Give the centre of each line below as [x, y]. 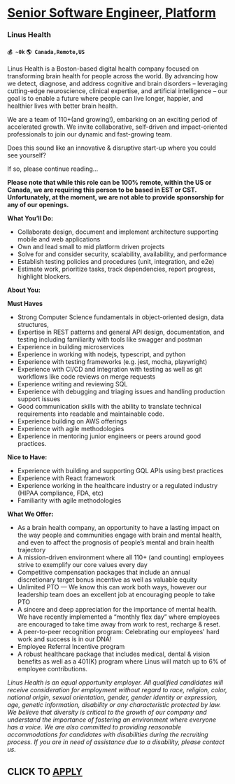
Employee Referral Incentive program [71, 647]
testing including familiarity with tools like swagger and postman [110, 339]
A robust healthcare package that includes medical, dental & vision [114, 654]
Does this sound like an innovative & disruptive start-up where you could [112, 148]
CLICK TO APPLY [45, 771]
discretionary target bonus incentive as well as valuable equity [107, 580]
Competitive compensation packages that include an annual [104, 573]
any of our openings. [38, 205]
